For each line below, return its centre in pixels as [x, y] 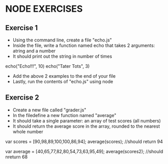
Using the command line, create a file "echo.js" [62, 40]
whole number [28, 131]
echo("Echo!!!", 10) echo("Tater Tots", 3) [47, 66]
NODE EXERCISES [44, 9]
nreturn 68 [17, 157]
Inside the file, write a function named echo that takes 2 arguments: [84, 45]
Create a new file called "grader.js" [50, 110]
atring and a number [34, 51]
